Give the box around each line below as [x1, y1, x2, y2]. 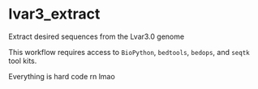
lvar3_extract [8, 5, 101, 23]
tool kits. [8, 56, 37, 66]
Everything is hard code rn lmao [8, 71, 115, 81]
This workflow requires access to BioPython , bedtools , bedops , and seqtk [8, 47, 250, 57]
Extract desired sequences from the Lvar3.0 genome [8, 32, 185, 41]
